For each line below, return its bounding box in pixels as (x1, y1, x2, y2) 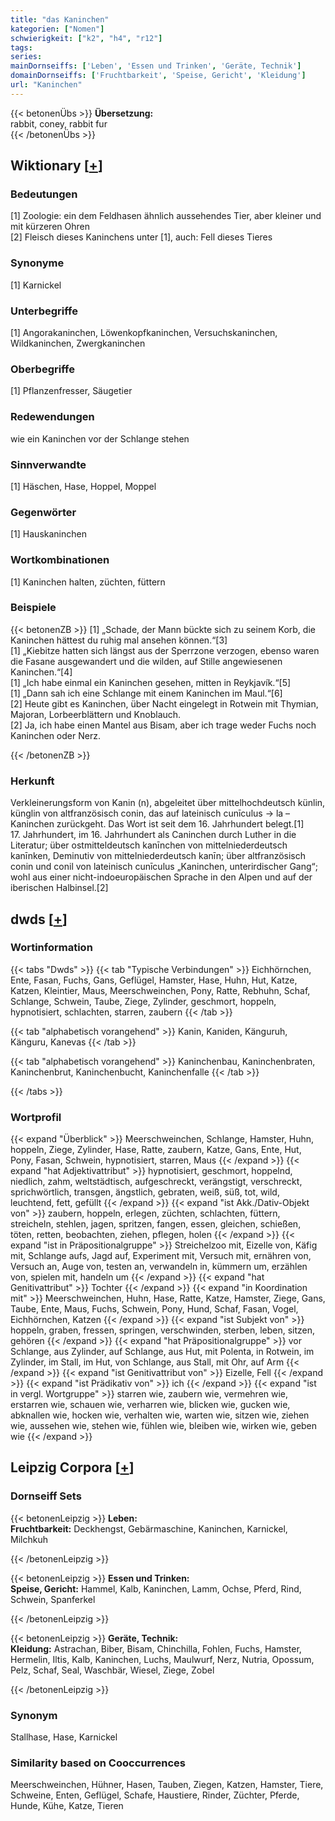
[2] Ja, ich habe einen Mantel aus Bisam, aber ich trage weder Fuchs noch (10, 719, 317, 731)
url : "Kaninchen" (10, 80, 83, 90)
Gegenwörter (10, 505, 77, 519)
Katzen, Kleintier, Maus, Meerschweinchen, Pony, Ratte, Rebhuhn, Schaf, (10, 984, 311, 996)
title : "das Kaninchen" (10, 14, 110, 25)
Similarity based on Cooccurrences (10, 1756, 186, 1770)
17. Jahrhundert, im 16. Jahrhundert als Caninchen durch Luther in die (10, 829, 297, 841)
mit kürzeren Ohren (10, 221, 90, 233)
